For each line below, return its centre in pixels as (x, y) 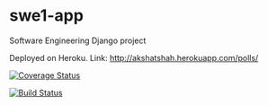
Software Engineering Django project (78, 40)
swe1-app (46, 16)
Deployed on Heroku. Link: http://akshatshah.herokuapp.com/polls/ (134, 57)
